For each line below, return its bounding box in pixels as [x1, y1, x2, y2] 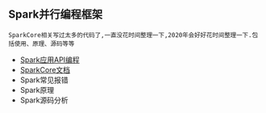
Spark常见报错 [19, 75, 69, 85]
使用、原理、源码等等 [14, 40, 75, 48]
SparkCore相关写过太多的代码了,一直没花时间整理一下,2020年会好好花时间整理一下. [8, 31, 252, 39]
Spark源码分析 [19, 95, 69, 105]
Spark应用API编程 [19, 55, 80, 65]
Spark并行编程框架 [8, 7, 103, 22]
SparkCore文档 [19, 65, 71, 74]
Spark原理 [19, 85, 55, 94]
